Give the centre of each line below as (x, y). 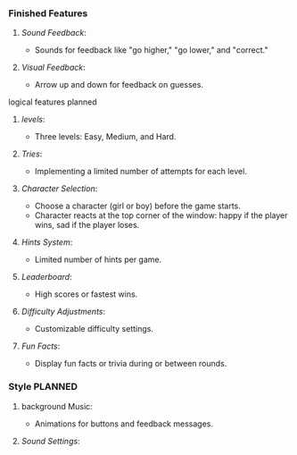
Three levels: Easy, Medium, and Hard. (105, 137)
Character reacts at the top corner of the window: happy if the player (161, 215)
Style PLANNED (43, 387)
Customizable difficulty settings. (94, 329)
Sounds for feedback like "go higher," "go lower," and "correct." (151, 50)
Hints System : (47, 242)
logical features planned (53, 102)
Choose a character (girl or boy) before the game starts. (138, 206)
